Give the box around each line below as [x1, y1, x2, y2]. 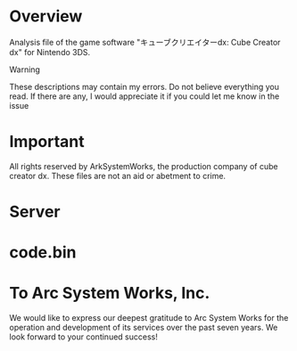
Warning [9, 64, 40, 75]
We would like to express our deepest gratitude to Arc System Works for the [9, 313, 289, 323]
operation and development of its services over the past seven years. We [9, 322, 278, 333]
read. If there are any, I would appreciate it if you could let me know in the [9, 91, 280, 102]
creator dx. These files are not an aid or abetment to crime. [9, 170, 226, 181]
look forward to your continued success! [9, 331, 158, 342]
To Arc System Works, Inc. [9, 283, 210, 304]
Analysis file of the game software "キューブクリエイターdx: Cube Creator [9, 37, 281, 47]
